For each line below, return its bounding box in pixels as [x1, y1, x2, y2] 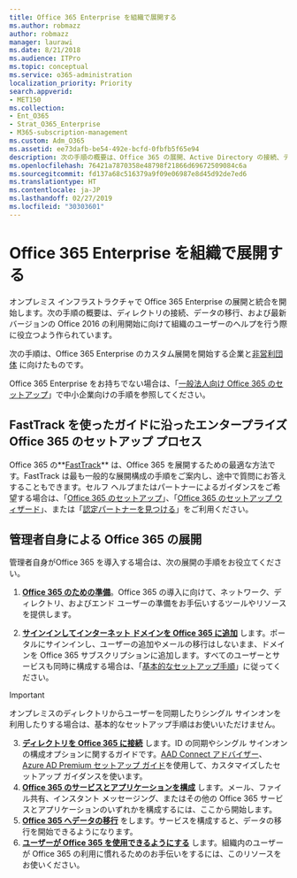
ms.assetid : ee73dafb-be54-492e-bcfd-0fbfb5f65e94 [9, 144, 200, 153]
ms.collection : [9, 104, 65, 112]
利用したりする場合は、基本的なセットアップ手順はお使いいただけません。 [9, 719, 280, 730]
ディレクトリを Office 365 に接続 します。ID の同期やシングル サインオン [21, 738, 288, 749]
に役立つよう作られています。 [9, 329, 118, 340]
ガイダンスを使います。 [63, 771, 148, 782]
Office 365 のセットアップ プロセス [9, 435, 202, 450]
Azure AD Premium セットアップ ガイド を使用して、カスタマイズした [21, 760, 273, 771]
